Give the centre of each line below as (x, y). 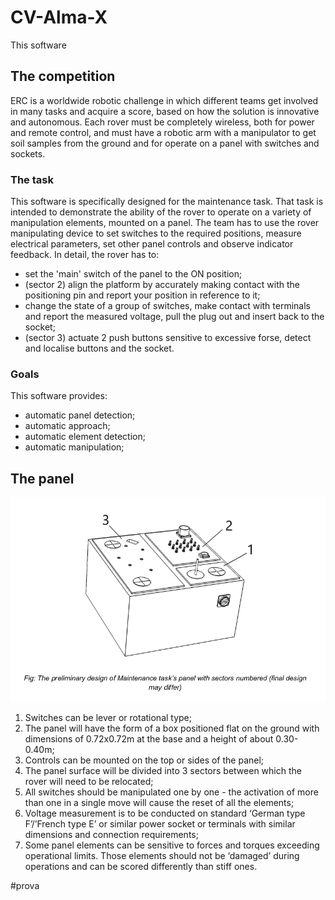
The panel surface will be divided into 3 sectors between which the (163, 770)
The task (32, 179)
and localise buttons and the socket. (99, 348)
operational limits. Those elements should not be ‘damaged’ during (162, 855)
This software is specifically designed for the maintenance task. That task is (167, 202)
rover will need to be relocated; (89, 781)
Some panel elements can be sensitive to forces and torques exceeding (172, 845)
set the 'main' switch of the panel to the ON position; (133, 274)
